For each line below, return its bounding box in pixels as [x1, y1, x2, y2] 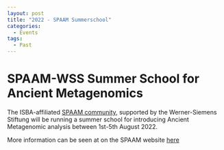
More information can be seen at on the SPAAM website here [7, 136, 179, 144]
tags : [7, 35, 23, 42]
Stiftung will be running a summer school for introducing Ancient [7, 115, 190, 123]
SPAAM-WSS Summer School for [7, 71, 200, 87]
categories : [7, 22, 41, 29]
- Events [13, 29, 38, 36]
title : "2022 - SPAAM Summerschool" [7, 16, 112, 23]
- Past [13, 42, 32, 48]
